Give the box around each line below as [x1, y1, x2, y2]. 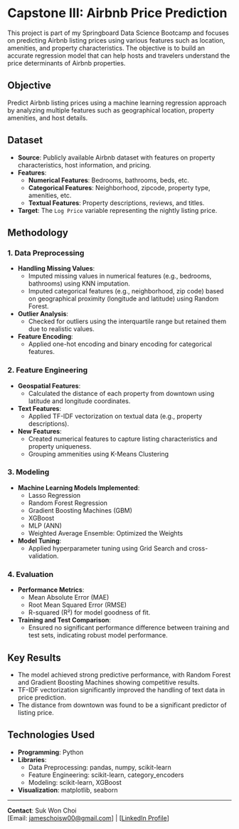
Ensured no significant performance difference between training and [28, 623, 230, 632]
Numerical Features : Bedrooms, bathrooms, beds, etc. [28, 176, 190, 184]
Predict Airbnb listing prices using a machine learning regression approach [7, 98, 227, 107]
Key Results [7, 652, 62, 664]
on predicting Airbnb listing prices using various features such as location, [7, 36, 225, 44]
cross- [188, 543, 208, 553]
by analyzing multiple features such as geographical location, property [7, 105, 215, 115]
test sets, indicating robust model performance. [28, 631, 169, 640]
